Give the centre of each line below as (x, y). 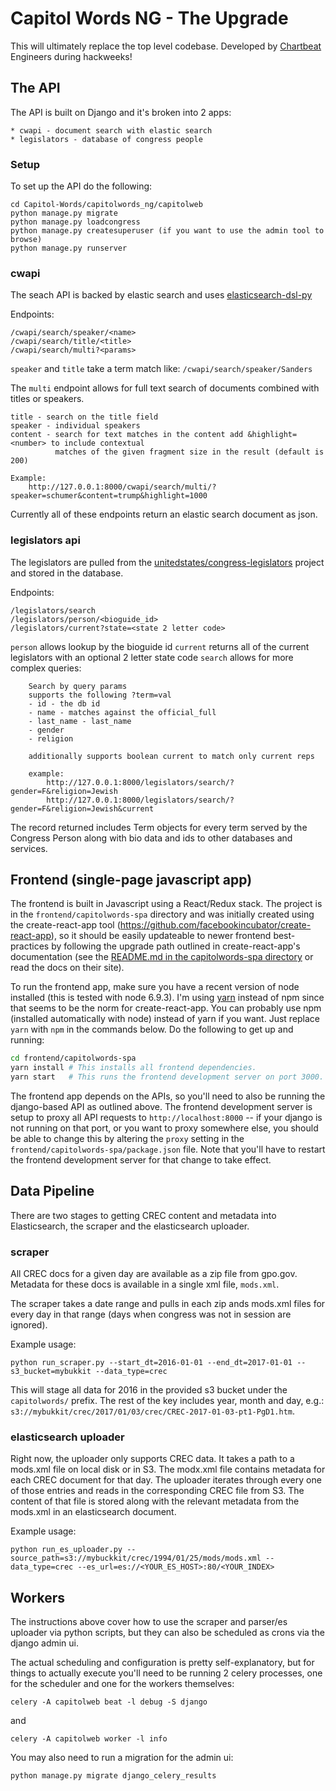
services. (29, 848)
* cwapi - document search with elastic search (111, 130)
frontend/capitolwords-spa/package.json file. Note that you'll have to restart (168, 1149)
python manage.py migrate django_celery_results (113, 1776)
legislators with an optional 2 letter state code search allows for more (152, 657)
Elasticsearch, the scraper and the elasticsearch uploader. (130, 1226)
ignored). (29, 1325)
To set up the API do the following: (81, 186)
